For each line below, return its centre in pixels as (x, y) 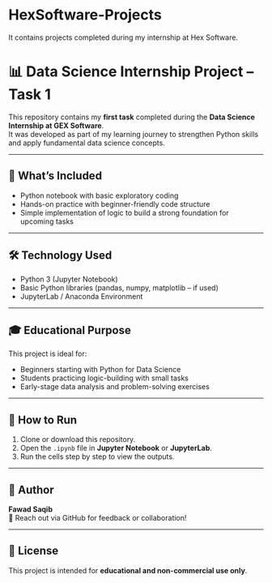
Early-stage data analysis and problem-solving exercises (115, 387)
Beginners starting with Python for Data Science (100, 370)
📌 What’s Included (55, 176)
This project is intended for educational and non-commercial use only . (128, 570)
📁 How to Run (43, 420)
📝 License (34, 551)
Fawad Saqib (30, 509)
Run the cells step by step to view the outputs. (97, 457)
